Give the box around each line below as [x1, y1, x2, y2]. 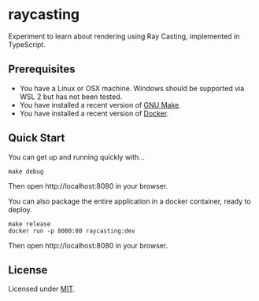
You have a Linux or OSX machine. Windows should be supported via [19, 83, 245, 93]
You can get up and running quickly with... [8, 152, 146, 162]
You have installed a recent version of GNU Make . [19, 100, 181, 109]
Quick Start [8, 131, 65, 145]
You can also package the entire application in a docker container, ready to [8, 196, 251, 206]
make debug [8, 167, 44, 175]
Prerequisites [8, 63, 76, 76]
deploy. [8, 204, 33, 214]
